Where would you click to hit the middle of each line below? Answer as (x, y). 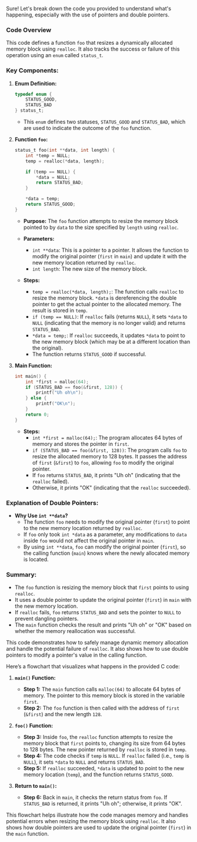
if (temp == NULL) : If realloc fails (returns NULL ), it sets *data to (110, 317)
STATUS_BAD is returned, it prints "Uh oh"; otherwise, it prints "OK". (103, 804)
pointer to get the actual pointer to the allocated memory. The (107, 304)
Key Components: (32, 71)
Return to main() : (36, 786)
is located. (36, 560)
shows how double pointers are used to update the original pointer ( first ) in (99, 828)
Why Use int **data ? (41, 516)
